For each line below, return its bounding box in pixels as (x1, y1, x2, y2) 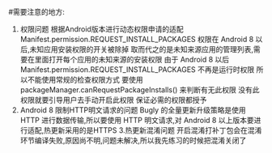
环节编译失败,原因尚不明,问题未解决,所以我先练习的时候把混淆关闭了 (19, 136, 247, 145)
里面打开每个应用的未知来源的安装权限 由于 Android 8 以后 (34, 55, 230, 64)
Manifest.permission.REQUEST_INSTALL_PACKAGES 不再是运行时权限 (19, 65, 255, 74)
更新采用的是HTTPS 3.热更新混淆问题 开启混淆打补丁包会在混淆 (50, 125, 262, 135)
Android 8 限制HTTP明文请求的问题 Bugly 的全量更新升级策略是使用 (19, 105, 246, 115)
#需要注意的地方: (8, 7, 65, 16)
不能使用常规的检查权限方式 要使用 (27, 75, 143, 84)
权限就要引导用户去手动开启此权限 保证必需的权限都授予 (19, 96, 207, 104)
